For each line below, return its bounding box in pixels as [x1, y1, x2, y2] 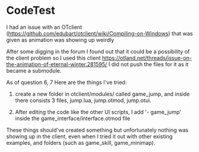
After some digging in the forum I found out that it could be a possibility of [6, 47, 190, 55]
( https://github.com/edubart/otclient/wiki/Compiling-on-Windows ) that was [6, 29, 193, 37]
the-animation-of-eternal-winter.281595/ [6, 61, 107, 68]
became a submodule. [6, 67, 62, 74]
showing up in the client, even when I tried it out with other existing [6, 133, 173, 140]
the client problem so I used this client [6, 54, 101, 61]
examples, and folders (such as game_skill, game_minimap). [6, 139, 156, 146]
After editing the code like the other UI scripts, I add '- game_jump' [14, 108, 182, 115]
